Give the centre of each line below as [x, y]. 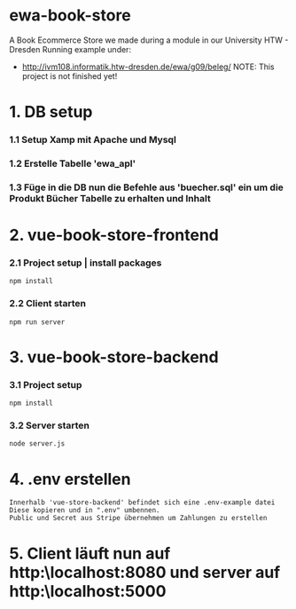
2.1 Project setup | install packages [86, 263]
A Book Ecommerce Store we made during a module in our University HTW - [149, 40]
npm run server [37, 322]
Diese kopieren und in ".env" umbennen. [85, 510]
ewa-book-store [70, 16]
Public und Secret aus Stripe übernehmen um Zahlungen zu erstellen [138, 518]
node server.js [37, 444]
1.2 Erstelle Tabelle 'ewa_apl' [72, 163]
